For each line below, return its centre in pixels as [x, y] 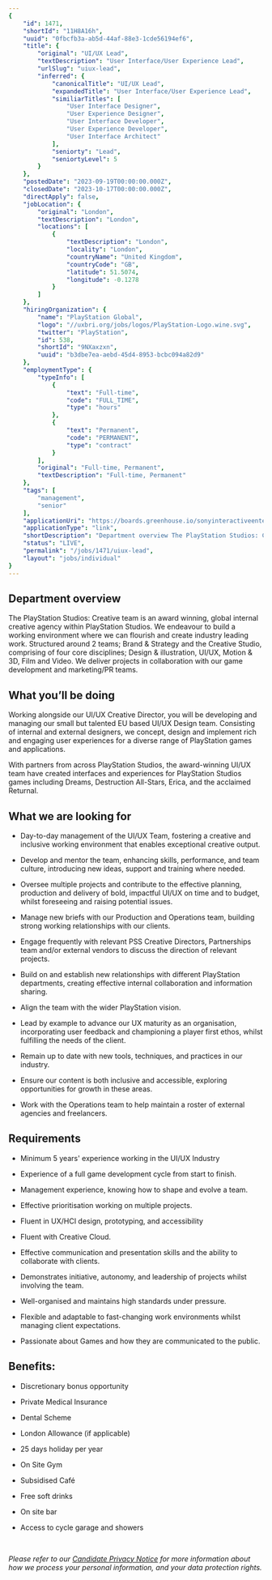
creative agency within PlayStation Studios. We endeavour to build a [122, 627]
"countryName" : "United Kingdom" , [124, 257]
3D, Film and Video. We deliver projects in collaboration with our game [125, 661]
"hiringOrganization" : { [65, 310]
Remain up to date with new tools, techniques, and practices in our [131, 1056]
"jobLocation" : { [52, 204]
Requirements [45, 1139]
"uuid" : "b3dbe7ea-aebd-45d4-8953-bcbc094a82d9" [121, 355]
